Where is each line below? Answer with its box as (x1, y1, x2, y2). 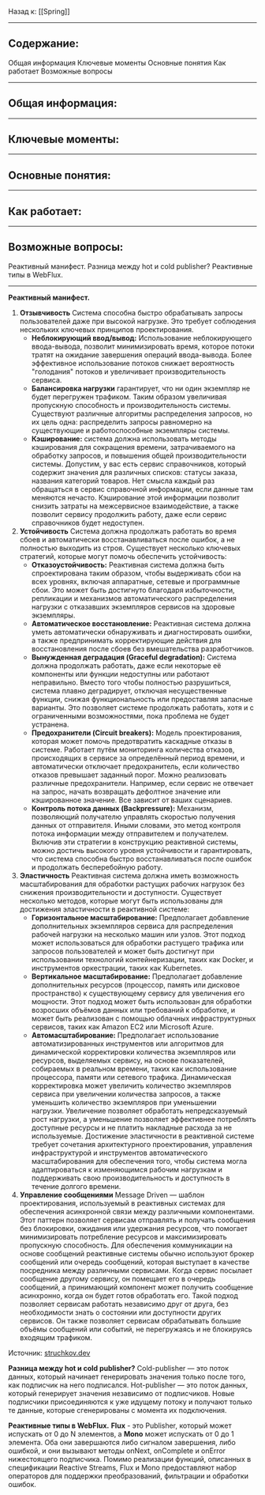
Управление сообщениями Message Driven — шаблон (19, 1190, 205, 1199)
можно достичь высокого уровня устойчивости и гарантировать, (31, 845, 252, 855)
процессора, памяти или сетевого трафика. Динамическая (31, 1072, 232, 1082)
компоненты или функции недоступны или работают (31, 669, 210, 678)
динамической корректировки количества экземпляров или (31, 1047, 237, 1056)
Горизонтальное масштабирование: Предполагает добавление (31, 912, 250, 922)
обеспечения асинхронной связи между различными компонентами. (19, 1206, 255, 1216)
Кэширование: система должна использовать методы (31, 434, 217, 444)
